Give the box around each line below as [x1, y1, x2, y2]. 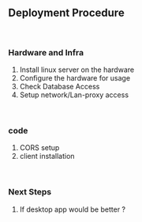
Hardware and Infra [8, 47, 84, 58]
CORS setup [19, 143, 60, 152]
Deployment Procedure [8, 6, 125, 20]
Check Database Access [19, 82, 100, 92]
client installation [19, 152, 75, 161]
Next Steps [8, 186, 52, 198]
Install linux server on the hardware [19, 65, 135, 74]
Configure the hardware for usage [19, 73, 131, 83]
